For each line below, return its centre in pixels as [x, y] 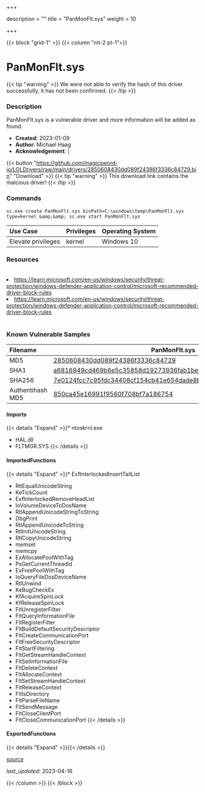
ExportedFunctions [31, 734]
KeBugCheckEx [35, 590]
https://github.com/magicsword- [77, 163]
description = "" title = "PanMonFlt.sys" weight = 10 [71, 19]
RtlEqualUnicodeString [43, 486]
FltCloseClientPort [38, 713]
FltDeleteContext [36, 668]
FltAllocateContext [38, 674]
